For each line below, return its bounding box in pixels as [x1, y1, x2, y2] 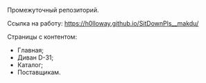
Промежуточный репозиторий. [7, 6, 99, 14]
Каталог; [17, 61, 44, 68]
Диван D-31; [17, 53, 54, 62]
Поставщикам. [17, 68, 61, 76]
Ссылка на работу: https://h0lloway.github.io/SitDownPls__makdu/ [7, 19, 199, 27]
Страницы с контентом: [7, 33, 78, 41]
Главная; [17, 46, 44, 54]
